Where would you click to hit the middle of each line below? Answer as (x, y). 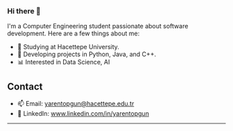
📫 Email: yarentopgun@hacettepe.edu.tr (76, 104)
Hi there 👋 (24, 11)
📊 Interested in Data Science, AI (63, 62)
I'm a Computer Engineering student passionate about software (98, 26)
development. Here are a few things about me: (74, 33)
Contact (25, 86)
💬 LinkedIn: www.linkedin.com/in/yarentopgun (83, 114)
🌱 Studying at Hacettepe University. (68, 47)
